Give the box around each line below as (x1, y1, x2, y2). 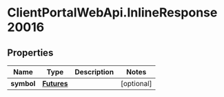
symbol (10, 79, 36, 88)
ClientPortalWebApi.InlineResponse (7, 5, 218, 21)
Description (74, 67, 114, 76)
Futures (42, 79, 68, 88)
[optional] (120, 79, 153, 88)
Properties (7, 47, 54, 58)
